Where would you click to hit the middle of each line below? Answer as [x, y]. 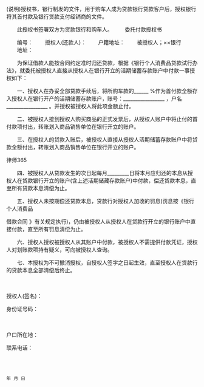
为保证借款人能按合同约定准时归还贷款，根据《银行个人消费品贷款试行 [104, 63]
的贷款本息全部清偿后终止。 [41, 270]
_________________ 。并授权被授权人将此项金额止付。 [70, 106]
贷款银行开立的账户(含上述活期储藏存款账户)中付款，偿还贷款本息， [107, 180]
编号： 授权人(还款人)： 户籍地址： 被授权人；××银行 [99, 42]
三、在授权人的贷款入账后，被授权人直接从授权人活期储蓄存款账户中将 [104, 139]
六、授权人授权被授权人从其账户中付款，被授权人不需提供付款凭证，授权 [107, 242]
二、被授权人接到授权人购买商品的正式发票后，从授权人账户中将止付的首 [107, 119]
